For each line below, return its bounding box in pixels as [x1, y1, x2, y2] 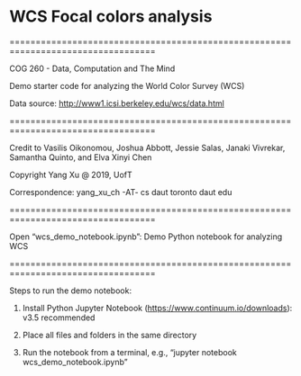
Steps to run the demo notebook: [9, 285, 132, 296]
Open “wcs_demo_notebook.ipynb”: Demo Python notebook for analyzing [9, 231, 283, 242]
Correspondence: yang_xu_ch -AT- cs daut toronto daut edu [9, 186, 233, 197]
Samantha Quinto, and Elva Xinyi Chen [9, 151, 152, 163]
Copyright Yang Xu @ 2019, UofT [9, 169, 132, 180]
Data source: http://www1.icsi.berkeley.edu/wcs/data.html [9, 97, 225, 109]
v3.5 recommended [22, 312, 96, 323]
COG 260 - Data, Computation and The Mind [9, 63, 176, 74]
